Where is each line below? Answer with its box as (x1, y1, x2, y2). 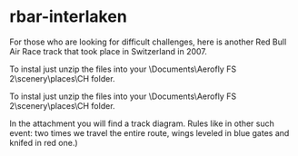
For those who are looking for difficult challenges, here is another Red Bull (9, 36, 287, 47)
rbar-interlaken (9, 6, 127, 27)
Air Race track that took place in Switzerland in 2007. (9, 45, 207, 56)
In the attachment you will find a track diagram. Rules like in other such (9, 118, 274, 129)
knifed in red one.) (9, 137, 79, 148)
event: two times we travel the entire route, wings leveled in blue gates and (9, 127, 290, 138)
